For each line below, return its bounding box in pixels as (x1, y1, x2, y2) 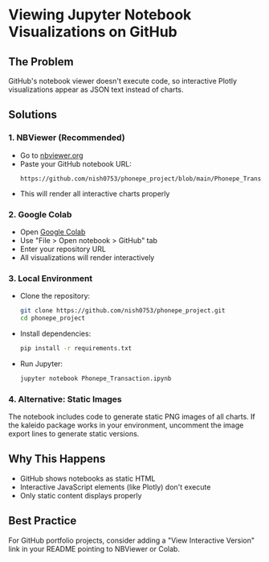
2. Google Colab (8, 209, 72, 220)
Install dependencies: (19, 329, 92, 339)
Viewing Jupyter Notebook (8, 6, 192, 24)
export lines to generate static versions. (8, 429, 140, 439)
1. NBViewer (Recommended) (8, 132, 126, 143)
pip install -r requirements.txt (19, 345, 132, 353)
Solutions (8, 108, 58, 122)
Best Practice (8, 514, 77, 528)
